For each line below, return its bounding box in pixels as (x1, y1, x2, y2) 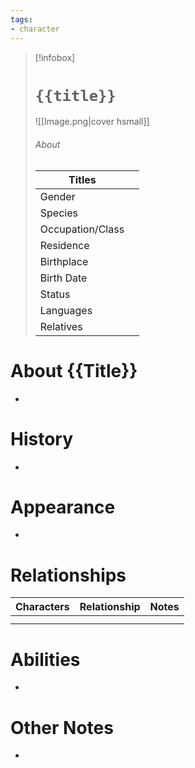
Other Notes (10, 716, 114, 739)
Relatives (39, 319, 83, 333)
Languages (39, 303, 93, 317)
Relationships (10, 564, 127, 586)
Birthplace (39, 254, 89, 268)
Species (39, 206, 78, 220)
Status (39, 287, 71, 301)
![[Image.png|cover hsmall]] (34, 116, 150, 128)
